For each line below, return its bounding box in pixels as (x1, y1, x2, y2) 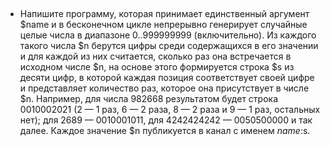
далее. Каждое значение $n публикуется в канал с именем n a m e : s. (19, 125, 311, 137)
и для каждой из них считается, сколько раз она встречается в (19, 50, 292, 63)
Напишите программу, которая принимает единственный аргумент (19, 8, 310, 20)
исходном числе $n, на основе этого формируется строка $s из (19, 61, 295, 73)
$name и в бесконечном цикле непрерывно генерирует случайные (19, 19, 308, 31)
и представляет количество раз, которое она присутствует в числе (19, 82, 310, 94)
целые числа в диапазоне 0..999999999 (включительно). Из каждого (19, 29, 317, 41)
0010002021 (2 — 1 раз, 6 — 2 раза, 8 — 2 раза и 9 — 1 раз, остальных (19, 104, 321, 116)
